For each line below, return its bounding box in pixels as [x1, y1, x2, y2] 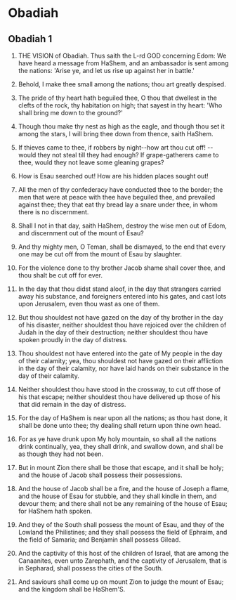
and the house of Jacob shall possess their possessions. [18, 471, 183, 479]
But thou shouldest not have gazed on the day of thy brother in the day [18, 313, 223, 321]
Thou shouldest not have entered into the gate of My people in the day [18, 349, 223, 358]
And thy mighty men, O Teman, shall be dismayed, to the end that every [18, 242, 226, 251]
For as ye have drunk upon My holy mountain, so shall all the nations [18, 435, 217, 443]
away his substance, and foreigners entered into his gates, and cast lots [18, 292, 227, 300]
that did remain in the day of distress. [18, 400, 126, 408]
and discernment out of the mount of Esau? [18, 229, 144, 237]
